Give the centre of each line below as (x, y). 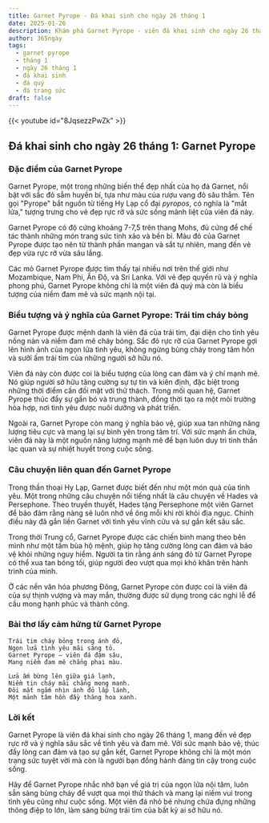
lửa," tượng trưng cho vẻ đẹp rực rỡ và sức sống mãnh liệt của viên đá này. (131, 212)
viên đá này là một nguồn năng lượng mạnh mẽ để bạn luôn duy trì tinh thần (133, 440)
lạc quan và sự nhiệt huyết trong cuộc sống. (81, 449)
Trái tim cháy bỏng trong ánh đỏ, (66, 641)
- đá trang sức (41, 90)
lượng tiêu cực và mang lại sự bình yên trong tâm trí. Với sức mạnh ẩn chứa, (133, 432)
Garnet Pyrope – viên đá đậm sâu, (66, 655)
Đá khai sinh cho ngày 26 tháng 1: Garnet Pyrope (132, 146)
